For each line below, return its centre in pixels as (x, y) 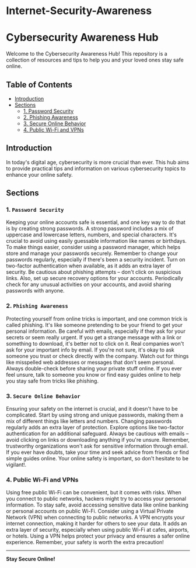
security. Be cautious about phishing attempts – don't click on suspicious (94, 272)
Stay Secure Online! (31, 559)
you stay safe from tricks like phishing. (52, 381)
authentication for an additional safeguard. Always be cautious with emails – (97, 433)
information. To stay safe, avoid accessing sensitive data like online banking (97, 505)
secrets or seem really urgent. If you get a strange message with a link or (94, 337)
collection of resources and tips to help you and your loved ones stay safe (95, 60)
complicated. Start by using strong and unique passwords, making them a (95, 415)
